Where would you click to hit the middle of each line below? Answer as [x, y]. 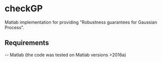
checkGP [24, 9]
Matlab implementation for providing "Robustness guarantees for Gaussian [81, 22]
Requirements [27, 43]
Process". [14, 27]
